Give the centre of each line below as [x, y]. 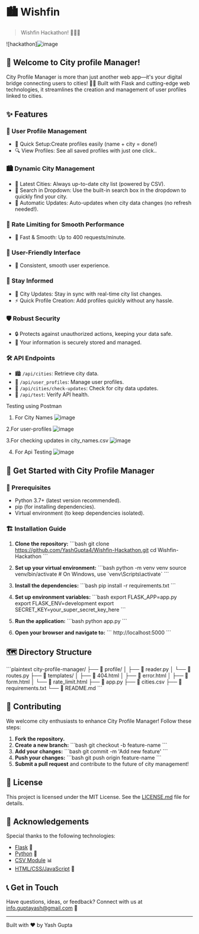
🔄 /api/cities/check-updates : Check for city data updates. [86, 389]
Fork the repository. [40, 739]
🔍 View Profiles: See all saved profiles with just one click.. [86, 151]
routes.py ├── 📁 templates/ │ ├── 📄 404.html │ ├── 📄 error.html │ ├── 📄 [97, 676]
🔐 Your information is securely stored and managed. [78, 342]
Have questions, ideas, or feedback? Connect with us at [74, 902]
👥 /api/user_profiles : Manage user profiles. [69, 382]
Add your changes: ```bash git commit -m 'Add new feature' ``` [91, 751]
